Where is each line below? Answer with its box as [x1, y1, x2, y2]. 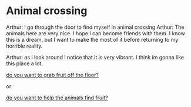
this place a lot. [6, 60, 43, 67]
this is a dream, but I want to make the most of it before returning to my [6, 36, 179, 43]
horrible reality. [6, 42, 43, 49]
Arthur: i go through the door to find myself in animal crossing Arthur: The [6, 24, 185, 31]
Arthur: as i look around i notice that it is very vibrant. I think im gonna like [6, 53, 185, 61]
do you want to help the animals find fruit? [6, 94, 108, 101]
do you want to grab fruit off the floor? [6, 71, 99, 78]
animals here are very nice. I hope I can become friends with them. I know [6, 29, 185, 36]
